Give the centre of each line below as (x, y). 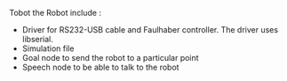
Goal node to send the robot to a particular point (110, 58)
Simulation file (48, 48)
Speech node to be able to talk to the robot (100, 67)
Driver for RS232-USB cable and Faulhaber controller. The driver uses (150, 29)
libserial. (37, 39)
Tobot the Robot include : (56, 13)
